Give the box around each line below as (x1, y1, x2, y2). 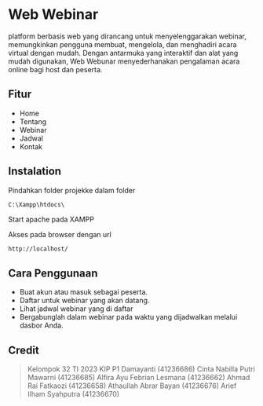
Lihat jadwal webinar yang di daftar (19, 304, 133, 313)
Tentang (19, 116, 47, 126)
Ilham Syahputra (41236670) (27, 390, 120, 399)
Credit (8, 343, 39, 357)
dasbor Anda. (19, 320, 64, 331)
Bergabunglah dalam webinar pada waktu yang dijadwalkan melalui (19, 313, 238, 322)
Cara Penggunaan (8, 266, 98, 280)
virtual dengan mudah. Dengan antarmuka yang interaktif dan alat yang (8, 48, 239, 57)
